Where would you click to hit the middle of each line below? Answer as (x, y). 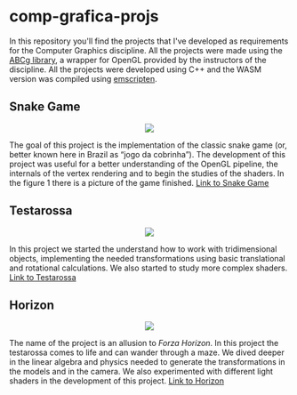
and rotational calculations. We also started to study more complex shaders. (148, 268)
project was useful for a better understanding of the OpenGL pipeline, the (144, 164)
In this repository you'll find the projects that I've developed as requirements (149, 41)
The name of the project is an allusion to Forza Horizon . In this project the (144, 343)
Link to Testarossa (43, 277)
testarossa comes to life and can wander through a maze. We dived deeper (147, 352)
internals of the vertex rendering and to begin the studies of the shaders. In (147, 173)
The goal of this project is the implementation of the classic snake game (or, (148, 145)
